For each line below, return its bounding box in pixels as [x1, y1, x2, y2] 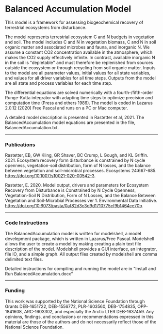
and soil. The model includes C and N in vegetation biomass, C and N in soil [5, 39, 156, 45]
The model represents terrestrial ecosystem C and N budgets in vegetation [5, 34, 155, 40]
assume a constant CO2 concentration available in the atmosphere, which [5, 49, 153, 55]
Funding [5, 287, 25, 294]
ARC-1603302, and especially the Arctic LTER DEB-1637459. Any [24, 308, 154, 314]
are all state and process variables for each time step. [5, 80, 113, 86]
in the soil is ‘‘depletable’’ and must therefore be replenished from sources [5, 60, 154, 65]
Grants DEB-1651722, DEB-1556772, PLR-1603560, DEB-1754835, [5, 304, 137, 309]
